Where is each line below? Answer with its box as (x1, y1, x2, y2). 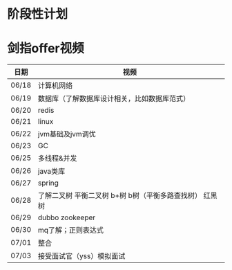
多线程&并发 (37, 154, 77, 163)
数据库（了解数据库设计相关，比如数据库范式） (37, 94, 191, 104)
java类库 (37, 167, 66, 177)
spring (37, 178, 59, 188)
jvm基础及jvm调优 (37, 129, 97, 139)
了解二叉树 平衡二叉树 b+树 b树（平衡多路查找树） (37, 191, 202, 201)
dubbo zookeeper (37, 213, 96, 222)
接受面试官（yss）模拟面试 (37, 251, 126, 261)
